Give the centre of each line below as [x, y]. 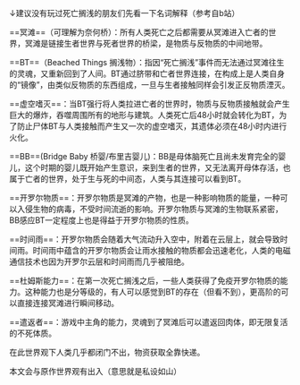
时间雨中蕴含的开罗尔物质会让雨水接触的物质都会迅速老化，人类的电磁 [162, 250]
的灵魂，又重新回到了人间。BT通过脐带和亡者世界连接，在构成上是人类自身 [147, 73]
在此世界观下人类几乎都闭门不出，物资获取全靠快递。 [107, 352]
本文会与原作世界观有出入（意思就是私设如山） [95, 371]
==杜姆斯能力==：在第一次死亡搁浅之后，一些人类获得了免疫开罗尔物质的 [145, 281]
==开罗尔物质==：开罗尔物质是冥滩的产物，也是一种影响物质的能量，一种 [145, 198]
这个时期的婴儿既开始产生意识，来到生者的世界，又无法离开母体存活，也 [158, 167]
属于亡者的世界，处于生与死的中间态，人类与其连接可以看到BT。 [128, 179]
